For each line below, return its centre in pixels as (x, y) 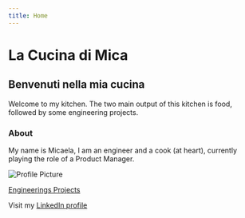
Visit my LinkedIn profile (48, 205)
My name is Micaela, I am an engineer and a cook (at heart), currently (123, 150)
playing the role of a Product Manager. (71, 159)
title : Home (28, 16)
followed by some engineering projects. (73, 112)
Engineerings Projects (44, 189)
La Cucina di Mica (68, 55)
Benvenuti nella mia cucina (77, 85)
